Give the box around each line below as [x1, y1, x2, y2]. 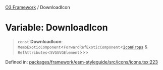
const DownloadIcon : [17, 38, 63, 44]
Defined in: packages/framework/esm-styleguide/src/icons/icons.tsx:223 [5, 59, 158, 65]
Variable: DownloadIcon [5, 22, 108, 33]
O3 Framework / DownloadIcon [5, 5, 70, 10]
